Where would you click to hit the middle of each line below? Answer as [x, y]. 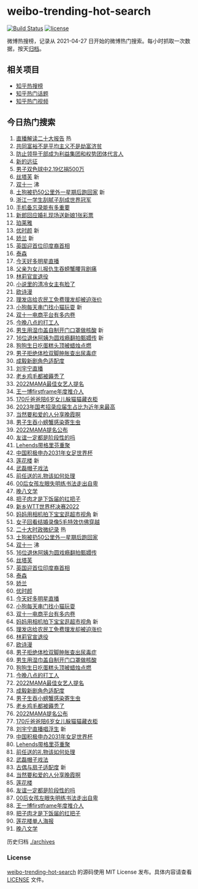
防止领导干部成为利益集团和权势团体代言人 [70, 153]
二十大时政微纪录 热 [41, 529]
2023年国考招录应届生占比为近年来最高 [66, 407]
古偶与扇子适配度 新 [41, 767]
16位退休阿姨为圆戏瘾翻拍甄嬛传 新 [60, 337]
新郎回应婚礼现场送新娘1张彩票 [55, 215]
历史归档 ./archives [31, 841]
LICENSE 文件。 [27, 879]
